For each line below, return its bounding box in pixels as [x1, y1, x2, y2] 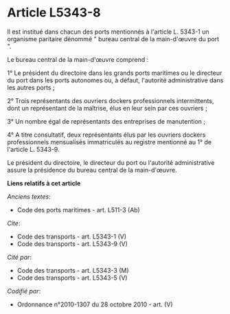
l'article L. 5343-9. [7, 145, 60, 153]
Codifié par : [7, 287, 41, 295]
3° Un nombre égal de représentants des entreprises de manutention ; [7, 117, 206, 125]
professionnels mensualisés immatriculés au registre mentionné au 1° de [7, 137, 212, 146]
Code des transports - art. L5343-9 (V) [16, 239, 128, 248]
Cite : [7, 218, 21, 227]
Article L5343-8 [7, 5, 101, 21]
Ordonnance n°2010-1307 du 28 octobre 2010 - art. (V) [16, 300, 173, 309]
